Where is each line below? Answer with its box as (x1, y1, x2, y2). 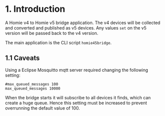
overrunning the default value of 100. (5, 105, 80, 111)
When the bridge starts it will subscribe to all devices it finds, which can (5, 94, 151, 100)
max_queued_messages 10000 (5, 86, 61, 91)
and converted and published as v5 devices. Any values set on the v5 (5, 25, 147, 30)
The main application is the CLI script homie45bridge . (5, 39, 112, 45)
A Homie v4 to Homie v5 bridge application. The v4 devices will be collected (5, 20, 161, 26)
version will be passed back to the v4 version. (5, 30, 99, 36)
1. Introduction (5, 3, 66, 15)
